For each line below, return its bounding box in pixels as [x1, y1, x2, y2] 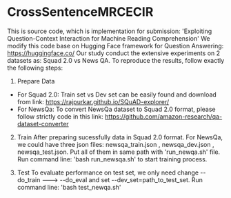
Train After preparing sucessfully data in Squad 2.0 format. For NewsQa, [17, 132, 223, 141]
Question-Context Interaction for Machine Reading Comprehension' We [7, 34, 210, 42]
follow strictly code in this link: [17, 112, 103, 121]
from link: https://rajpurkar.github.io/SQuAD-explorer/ [17, 97, 170, 106]
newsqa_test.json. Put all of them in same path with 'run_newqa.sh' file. [17, 148, 221, 156]
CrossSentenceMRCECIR [7, 4, 154, 20]
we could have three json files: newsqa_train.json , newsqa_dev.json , [17, 140, 214, 148]
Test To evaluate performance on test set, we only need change [17, 168, 199, 177]
